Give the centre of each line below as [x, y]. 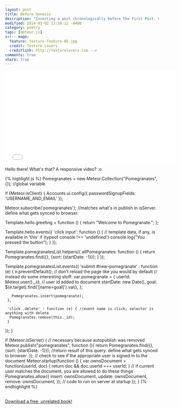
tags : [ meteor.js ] [24, 32]
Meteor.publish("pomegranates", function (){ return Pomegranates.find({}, [79, 345]
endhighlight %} [21, 387]
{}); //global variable [25, 184]
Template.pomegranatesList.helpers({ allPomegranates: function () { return [80, 252]
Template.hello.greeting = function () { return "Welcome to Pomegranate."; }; [82, 223]
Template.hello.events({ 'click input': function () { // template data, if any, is [80, 232]
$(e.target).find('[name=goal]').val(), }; [44, 287]
